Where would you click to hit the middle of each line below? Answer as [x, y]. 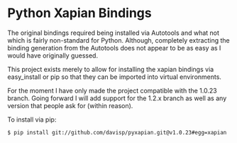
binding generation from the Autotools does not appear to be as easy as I [114, 48]
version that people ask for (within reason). [70, 105]
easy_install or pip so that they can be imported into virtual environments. [115, 77]
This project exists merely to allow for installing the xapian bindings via [111, 69]
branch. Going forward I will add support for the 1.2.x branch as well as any [117, 98]
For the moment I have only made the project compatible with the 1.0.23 [112, 90]
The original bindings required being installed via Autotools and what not [114, 33]
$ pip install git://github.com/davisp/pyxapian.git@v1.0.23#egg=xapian [117, 132]
